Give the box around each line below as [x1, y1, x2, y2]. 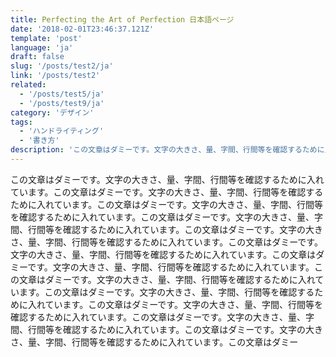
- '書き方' [19, 136, 60, 146]
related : [10, 80, 47, 90]
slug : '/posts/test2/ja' [10, 61, 114, 71]
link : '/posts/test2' [10, 71, 101, 81]
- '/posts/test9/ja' [19, 98, 105, 108]
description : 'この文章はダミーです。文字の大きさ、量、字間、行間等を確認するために [10, 145, 325, 155]
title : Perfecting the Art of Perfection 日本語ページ [10, 14, 235, 25]
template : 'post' [10, 33, 83, 43]
